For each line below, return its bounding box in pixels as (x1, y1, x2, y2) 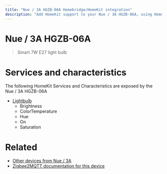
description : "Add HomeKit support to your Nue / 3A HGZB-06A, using (5, 12, 153, 17)
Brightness (19, 103, 42, 109)
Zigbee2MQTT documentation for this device (12, 163, 105, 169)
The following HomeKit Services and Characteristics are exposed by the (5, 83, 153, 89)
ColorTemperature (19, 108, 57, 114)
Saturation (19, 124, 41, 130)
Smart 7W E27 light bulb (17, 49, 67, 55)
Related (5, 141, 37, 153)
